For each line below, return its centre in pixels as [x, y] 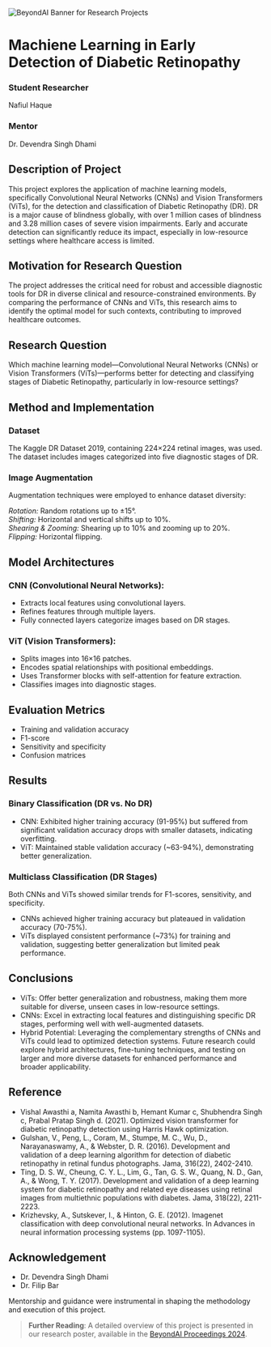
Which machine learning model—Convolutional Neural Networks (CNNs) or [133, 365]
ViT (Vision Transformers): [62, 641]
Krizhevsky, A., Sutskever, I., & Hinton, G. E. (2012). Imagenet [122, 1215]
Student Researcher [49, 87]
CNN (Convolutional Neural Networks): [86, 585]
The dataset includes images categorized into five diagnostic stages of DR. [133, 457]
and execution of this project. [57, 1310]
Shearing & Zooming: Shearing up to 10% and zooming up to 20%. [119, 528]
